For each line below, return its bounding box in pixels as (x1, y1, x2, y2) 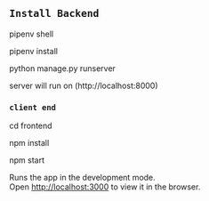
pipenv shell (9, 28, 54, 39)
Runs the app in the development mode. (9, 173, 156, 183)
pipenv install (9, 45, 58, 56)
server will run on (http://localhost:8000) (9, 80, 158, 91)
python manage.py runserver (9, 62, 116, 74)
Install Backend (9, 7, 100, 20)
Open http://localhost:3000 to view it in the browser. (9, 181, 201, 192)
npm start (9, 155, 45, 165)
